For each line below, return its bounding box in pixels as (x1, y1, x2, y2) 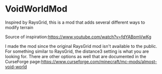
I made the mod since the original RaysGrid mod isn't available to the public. (5, 43, 157, 49)
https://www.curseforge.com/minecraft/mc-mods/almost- (41, 59, 157, 64)
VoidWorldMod (5, 3, 68, 15)
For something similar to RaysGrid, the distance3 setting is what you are (5, 48, 149, 54)
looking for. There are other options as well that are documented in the (5, 53, 146, 59)
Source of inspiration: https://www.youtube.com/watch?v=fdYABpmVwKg (5, 34, 152, 40)
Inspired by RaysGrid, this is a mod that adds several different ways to (5, 19, 145, 25)
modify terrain (5, 24, 34, 30)
